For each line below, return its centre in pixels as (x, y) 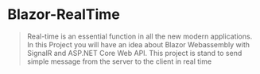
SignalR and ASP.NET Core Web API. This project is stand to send (134, 53)
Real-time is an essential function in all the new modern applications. (140, 36)
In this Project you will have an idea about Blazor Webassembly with (138, 44)
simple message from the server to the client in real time (119, 61)
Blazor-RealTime (64, 15)
